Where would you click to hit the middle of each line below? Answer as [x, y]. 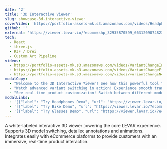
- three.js [21, 47]
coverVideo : [17, 24]
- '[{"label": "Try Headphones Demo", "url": [58, 102]
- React [18, 42]
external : [15, 33]
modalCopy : [16, 79]
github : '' [16, 28]
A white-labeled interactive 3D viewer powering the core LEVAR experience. [83, 125]
